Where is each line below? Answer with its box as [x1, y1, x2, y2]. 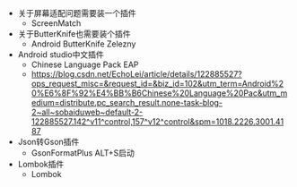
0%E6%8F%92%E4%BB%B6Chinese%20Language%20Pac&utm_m [31, 88, 288, 98]
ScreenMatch [31, 18, 82, 29]
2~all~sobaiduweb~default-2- [31, 106, 144, 117]
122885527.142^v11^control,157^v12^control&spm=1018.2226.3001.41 [31, 116, 284, 127]
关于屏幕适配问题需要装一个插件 [17, 8, 136, 18]
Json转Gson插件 [17, 137, 80, 147]
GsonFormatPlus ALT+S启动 [31, 148, 135, 158]
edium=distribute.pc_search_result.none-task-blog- [31, 98, 223, 107]
